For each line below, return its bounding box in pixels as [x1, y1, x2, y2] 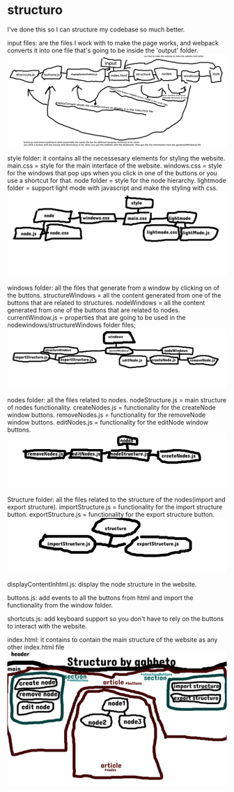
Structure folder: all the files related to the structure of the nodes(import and [7, 495, 226, 504]
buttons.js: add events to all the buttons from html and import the [7, 594, 194, 602]
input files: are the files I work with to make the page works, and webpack [7, 38, 219, 47]
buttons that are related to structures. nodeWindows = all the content [7, 298, 205, 307]
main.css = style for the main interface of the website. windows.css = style [7, 161, 223, 170]
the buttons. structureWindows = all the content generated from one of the [7, 291, 221, 299]
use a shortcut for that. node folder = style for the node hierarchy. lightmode [7, 177, 226, 185]
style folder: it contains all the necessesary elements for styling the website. [7, 154, 226, 163]
